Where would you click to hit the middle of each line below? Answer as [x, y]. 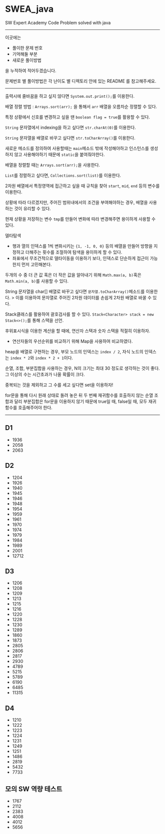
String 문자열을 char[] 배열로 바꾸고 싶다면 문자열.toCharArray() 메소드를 [75, 291]
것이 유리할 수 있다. [32, 208]
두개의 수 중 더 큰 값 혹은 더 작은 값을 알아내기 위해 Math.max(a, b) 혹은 [73, 275]
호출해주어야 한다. [35, 407]
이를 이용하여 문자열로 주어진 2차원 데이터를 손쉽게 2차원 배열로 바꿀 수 [83, 297]
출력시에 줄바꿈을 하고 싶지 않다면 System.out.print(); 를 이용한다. [70, 96]
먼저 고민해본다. [37, 264]
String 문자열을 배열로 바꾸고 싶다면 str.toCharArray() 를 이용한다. [70, 138]
